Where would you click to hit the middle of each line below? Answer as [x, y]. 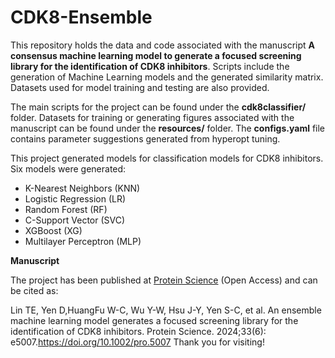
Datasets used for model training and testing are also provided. [140, 87]
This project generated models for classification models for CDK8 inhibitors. [167, 158]
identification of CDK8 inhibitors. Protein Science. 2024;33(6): [138, 331]
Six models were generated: [68, 168]
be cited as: [34, 290]
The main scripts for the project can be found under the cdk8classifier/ [158, 107]
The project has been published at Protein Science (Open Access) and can [164, 280]
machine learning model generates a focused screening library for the [154, 320]
